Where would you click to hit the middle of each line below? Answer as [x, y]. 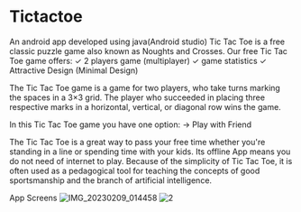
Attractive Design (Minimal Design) [74, 70]
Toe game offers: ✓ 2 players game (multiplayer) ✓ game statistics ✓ [138, 60]
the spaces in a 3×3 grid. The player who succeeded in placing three [137, 97]
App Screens [33, 198]
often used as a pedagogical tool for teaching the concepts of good [135, 171]
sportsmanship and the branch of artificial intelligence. [111, 180]
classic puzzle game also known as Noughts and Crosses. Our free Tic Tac [149, 51]
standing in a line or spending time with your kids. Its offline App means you [150, 152]
